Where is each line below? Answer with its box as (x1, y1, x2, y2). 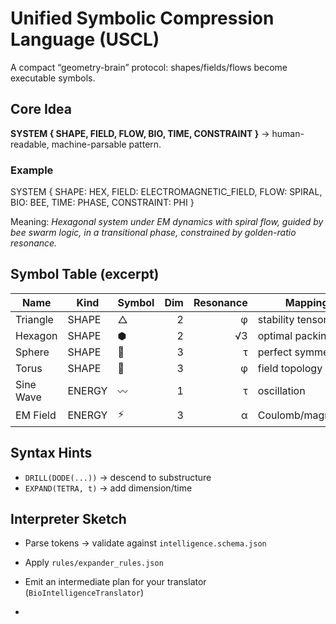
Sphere (15, 345, 50, 359)
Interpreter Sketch (10, 511, 127, 528)
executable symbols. (10, 72, 96, 84)
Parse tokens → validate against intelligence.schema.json (24, 537, 267, 549)
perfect (257, 345, 293, 359)
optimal (257, 328, 293, 342)
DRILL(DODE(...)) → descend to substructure (24, 471, 212, 483)
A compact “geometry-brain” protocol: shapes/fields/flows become (10, 61, 288, 73)
